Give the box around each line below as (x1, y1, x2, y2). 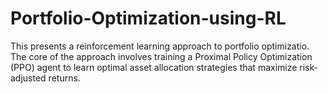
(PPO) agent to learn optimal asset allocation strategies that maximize (10, 61, 298, 73)
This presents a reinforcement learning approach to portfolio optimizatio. (10, 40, 310, 52)
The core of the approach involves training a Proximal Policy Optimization (10, 50, 313, 62)
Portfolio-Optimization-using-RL (10, 7, 287, 30)
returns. (48, 72, 81, 84)
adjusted (10, 72, 47, 84)
